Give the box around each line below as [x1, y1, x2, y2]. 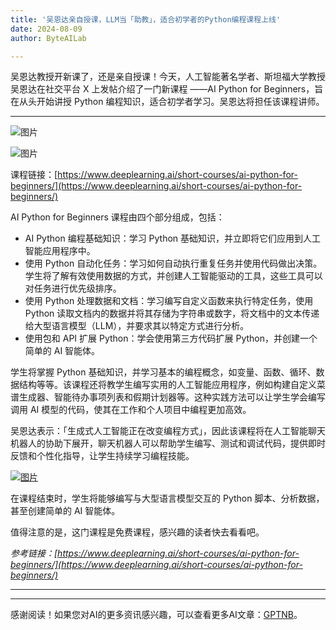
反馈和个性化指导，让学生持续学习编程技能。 [10, 450, 195, 462]
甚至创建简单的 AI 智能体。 [10, 505, 121, 517]
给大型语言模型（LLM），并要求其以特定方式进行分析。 [24, 320, 250, 332]
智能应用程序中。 [24, 245, 96, 257]
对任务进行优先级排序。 [24, 282, 122, 295]
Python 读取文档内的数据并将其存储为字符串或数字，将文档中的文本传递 [24, 307, 320, 320]
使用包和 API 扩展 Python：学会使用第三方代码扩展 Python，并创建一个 [24, 332, 318, 345]
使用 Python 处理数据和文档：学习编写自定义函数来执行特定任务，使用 [24, 295, 314, 307]
